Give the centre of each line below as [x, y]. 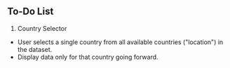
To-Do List [31, 12]
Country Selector [42, 28]
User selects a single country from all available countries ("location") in [120, 42]
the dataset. [35, 49]
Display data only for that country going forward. [88, 57]
